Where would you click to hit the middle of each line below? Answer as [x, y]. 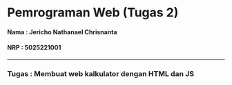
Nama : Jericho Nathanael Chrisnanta [62, 32]
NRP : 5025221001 [34, 48]
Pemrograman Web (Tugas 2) [93, 13]
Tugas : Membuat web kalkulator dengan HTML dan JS [101, 73]
